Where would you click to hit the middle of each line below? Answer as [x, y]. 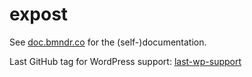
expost [39, 14]
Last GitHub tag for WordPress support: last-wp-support [125, 61]
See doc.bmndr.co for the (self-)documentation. [108, 42]
